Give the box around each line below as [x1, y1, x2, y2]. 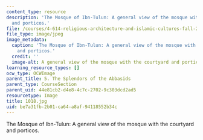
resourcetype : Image [6, 93, 59, 99]
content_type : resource [6, 8, 66, 15]
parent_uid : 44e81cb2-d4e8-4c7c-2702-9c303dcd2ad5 [6, 87, 137, 93]
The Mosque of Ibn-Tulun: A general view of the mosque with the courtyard [6, 120, 195, 127]
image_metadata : [6, 37, 47, 43]
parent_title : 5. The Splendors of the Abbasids [6, 76, 131, 82]
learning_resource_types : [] [6, 64, 80, 71]
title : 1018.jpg [6, 98, 47, 104]
